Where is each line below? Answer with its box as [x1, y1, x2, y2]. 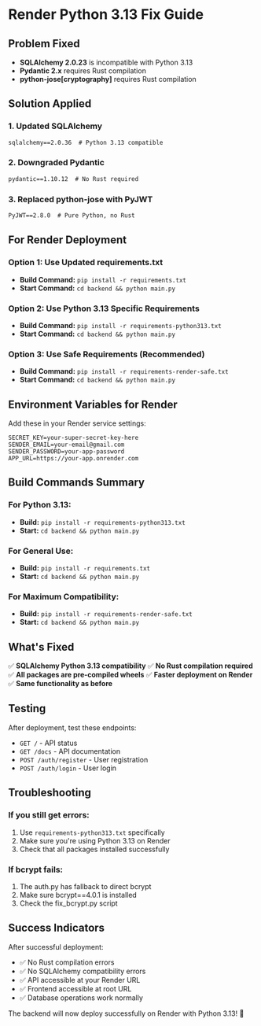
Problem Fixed [8, 37, 80, 50]
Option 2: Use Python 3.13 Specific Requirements [8, 303, 200, 314]
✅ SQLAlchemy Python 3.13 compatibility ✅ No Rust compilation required [8, 661, 253, 670]
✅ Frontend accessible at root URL [19, 984, 132, 993]
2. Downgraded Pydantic [8, 157, 105, 168]
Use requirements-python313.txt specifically [19, 828, 165, 837]
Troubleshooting [8, 786, 92, 799]
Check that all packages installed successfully [19, 844, 170, 854]
